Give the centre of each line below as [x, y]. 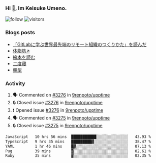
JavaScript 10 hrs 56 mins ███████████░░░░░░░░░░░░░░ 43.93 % [78, 137]
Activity [15, 83]
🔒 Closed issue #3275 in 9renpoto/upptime [57, 125]
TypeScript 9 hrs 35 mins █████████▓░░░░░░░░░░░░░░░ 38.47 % [78, 142]
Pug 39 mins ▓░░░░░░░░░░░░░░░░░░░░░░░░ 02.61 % [78, 151]
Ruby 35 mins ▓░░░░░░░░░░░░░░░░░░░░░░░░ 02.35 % [78, 156]
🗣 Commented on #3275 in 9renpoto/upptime [61, 118]
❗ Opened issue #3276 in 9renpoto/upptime [58, 110]
